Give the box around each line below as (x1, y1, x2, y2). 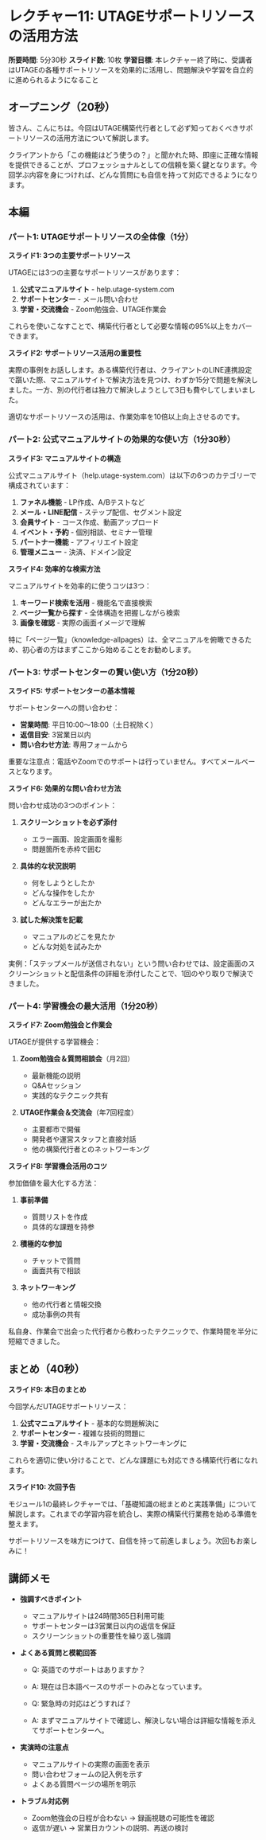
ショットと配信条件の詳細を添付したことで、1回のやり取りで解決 (35, 969, 248, 979)
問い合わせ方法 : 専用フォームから (19, 740, 129, 749)
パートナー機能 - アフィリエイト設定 (19, 537, 139, 546)
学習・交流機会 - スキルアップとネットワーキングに (19, 1439, 187, 1448)
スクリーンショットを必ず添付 (19, 818, 118, 827)
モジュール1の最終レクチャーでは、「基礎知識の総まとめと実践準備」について (8, 1499, 257, 1509)
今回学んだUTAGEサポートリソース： (8, 1402, 129, 1412)
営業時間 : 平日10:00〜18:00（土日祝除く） (19, 720, 158, 729)
